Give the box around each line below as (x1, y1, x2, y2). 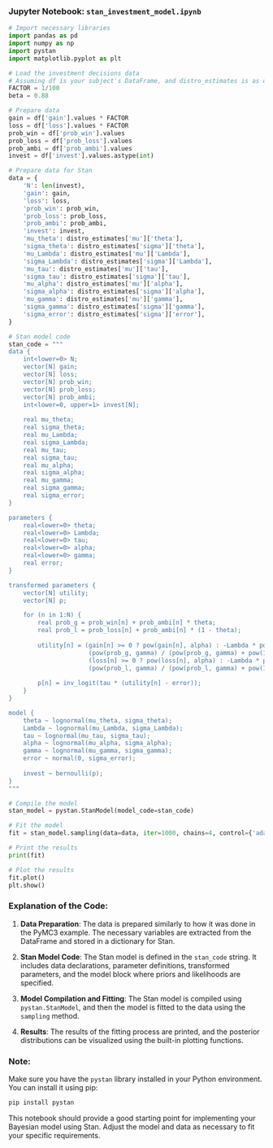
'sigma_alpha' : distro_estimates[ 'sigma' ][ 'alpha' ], (23, 287, 206, 296)
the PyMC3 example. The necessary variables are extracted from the (19, 928, 252, 937)
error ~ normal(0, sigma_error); (23, 754, 136, 762)
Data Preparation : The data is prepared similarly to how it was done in (19, 919, 256, 928)
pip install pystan (8, 1098, 75, 1107)
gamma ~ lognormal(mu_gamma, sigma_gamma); (23, 747, 173, 755)
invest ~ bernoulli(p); (23, 769, 104, 778)
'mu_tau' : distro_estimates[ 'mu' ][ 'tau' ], (23, 264, 169, 273)
